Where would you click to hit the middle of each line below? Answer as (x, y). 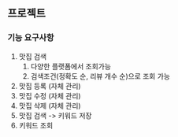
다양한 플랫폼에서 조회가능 (71, 66)
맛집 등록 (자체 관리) (50, 86)
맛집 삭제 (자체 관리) (50, 106)
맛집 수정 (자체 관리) (50, 95)
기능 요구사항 (31, 38)
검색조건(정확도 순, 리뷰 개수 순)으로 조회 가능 (100, 76)
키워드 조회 (36, 125)
